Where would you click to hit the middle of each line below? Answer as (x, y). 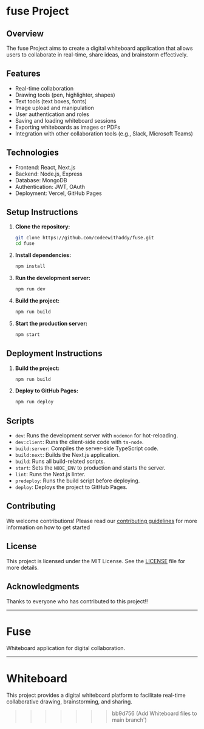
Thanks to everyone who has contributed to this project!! (77, 601)
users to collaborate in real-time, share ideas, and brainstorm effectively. (97, 55)
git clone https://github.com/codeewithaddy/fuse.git (84, 238)
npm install (30, 266)
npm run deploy (34, 402)
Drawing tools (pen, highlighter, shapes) (65, 95)
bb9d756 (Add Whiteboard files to (155, 714)
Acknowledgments (43, 587)
